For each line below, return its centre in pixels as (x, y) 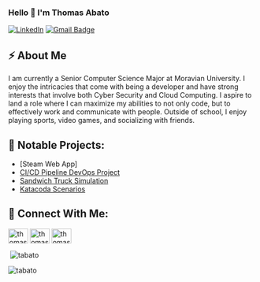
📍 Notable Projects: (56, 145)
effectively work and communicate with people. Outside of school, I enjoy (128, 112)
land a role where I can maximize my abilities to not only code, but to (119, 104)
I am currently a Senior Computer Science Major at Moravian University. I (127, 79)
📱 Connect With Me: (58, 214)
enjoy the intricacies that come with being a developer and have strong (123, 87)
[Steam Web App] (48, 164)
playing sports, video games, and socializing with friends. (102, 121)
